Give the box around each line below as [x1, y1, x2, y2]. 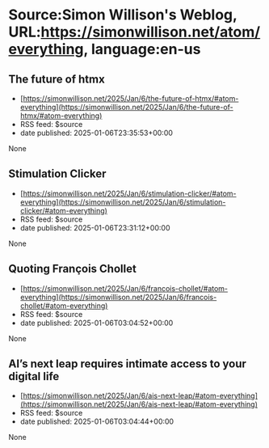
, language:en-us [83, 40, 201, 58]
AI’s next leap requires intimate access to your [8, 357, 246, 371]
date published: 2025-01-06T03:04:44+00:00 [19, 416, 174, 426]
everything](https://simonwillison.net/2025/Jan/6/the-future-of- [19, 103, 234, 112]
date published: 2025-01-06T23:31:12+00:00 [19, 222, 170, 232]
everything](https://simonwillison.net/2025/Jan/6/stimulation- [19, 197, 226, 207]
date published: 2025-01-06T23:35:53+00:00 [19, 128, 174, 137]
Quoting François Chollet [8, 262, 137, 276]
